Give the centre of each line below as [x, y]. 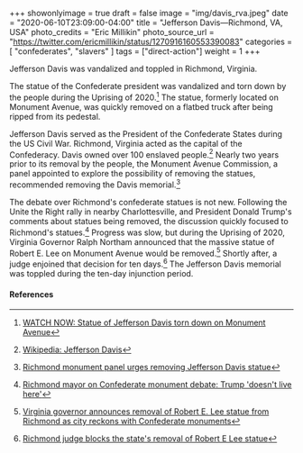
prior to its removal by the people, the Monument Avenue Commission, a [143, 164]
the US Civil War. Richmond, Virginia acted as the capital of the [126, 143]
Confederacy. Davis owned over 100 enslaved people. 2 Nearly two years [144, 154]
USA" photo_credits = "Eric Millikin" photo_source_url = [112, 32]
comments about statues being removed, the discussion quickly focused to [149, 221]
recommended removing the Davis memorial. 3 [95, 184]
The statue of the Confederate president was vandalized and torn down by [148, 86]
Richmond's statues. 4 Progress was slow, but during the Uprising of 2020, [147, 231]
